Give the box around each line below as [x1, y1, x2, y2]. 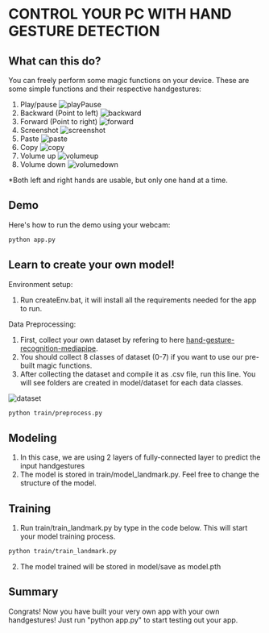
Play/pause [19, 100, 58, 109]
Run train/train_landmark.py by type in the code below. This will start [19, 523, 248, 532]
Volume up [19, 151, 56, 160]
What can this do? [8, 54, 101, 68]
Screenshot [19, 126, 59, 135]
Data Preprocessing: [8, 319, 77, 329]
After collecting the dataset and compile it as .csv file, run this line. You [19, 369, 256, 379]
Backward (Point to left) [19, 108, 99, 118]
